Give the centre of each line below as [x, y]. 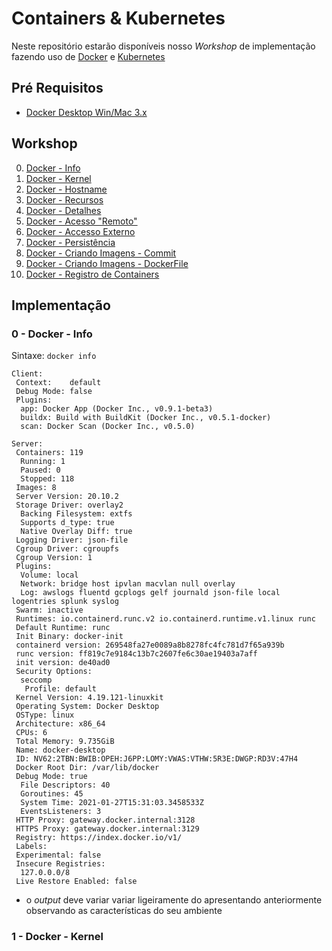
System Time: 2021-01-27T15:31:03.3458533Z [112, 803]
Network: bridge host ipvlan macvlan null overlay [128, 584]
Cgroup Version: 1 [54, 558]
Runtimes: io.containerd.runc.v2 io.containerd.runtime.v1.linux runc [165, 619]
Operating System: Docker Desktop [87, 707]
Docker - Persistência [70, 242]
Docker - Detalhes [63, 210]
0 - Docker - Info [52, 334]
